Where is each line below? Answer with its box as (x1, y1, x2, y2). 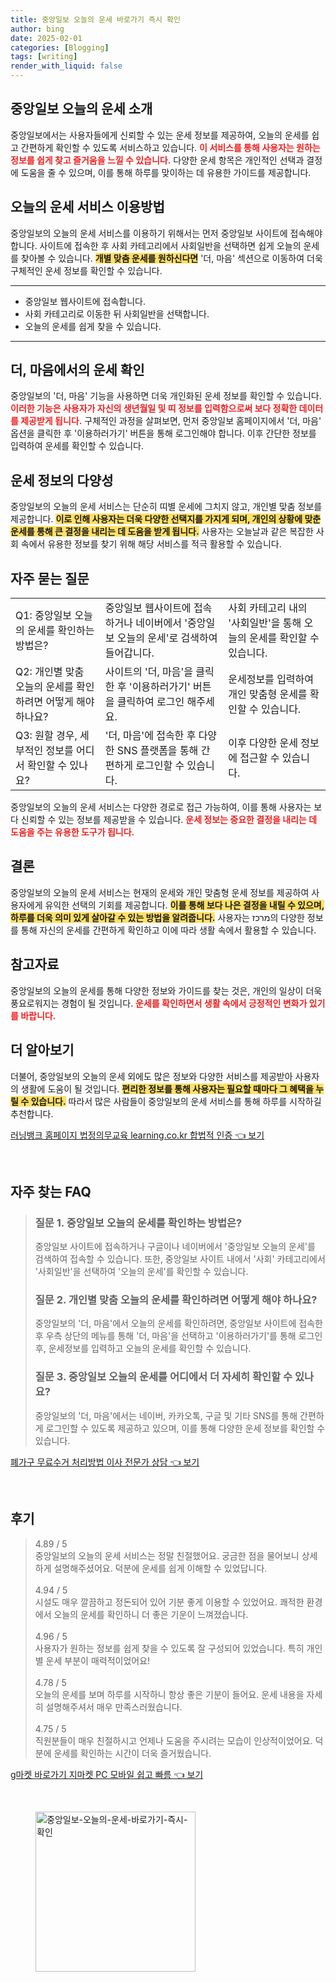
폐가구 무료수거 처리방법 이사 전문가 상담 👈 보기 (10, 1456, 200, 1468)
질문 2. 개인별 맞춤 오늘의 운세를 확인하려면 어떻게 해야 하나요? (34, 1293, 318, 1307)
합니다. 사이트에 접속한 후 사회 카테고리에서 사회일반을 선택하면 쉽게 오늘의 (10, 239, 302, 251)
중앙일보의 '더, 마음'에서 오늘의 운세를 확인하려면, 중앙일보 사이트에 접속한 (34, 1317, 323, 1330)
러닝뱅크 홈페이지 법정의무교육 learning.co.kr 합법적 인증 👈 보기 (10, 1129, 265, 1141)
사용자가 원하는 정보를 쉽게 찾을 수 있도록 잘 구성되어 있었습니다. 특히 (34, 1642, 305, 1654)
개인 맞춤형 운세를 (228, 687, 308, 701)
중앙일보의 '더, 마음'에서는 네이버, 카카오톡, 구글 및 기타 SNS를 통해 (34, 1409, 298, 1421)
